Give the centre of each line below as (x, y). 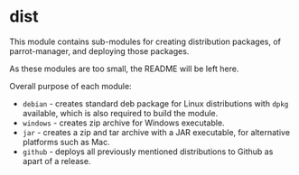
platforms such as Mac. (66, 142)
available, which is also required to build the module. (120, 113)
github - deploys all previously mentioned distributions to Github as (148, 152)
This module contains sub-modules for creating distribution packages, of (145, 41)
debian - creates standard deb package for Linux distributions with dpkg (155, 103)
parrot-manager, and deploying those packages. (99, 51)
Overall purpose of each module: (71, 86)
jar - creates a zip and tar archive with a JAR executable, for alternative (156, 132)
